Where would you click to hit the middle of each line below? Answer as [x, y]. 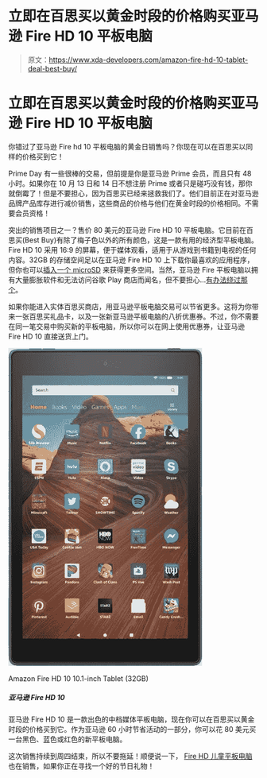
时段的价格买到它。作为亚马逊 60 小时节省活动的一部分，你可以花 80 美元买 [132, 729]
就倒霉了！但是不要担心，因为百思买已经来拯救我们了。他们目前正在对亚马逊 [133, 193]
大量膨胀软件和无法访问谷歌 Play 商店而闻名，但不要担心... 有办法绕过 [128, 280]
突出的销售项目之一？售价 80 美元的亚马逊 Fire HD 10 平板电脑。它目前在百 [131, 230]
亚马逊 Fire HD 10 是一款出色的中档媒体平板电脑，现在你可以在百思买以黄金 [132, 719]
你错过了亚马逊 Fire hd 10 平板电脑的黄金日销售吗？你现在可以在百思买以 [127, 146]
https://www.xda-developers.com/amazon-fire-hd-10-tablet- [149, 60]
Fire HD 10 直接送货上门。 [50, 336]
